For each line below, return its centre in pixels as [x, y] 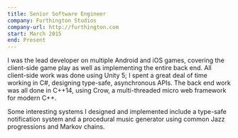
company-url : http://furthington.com [63, 27]
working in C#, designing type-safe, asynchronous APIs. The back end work [119, 83]
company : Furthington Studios [52, 21]
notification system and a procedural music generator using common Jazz [116, 119]
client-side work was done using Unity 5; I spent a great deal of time [107, 76]
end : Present [27, 40]
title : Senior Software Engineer [57, 14]
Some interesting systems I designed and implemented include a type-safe [117, 112]
